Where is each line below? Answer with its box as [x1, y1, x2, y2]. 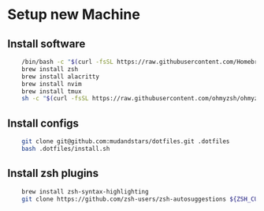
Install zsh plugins [7, 167, 99, 180]
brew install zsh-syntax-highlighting [21, 187, 149, 195]
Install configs [7, 116, 80, 130]
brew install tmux [21, 87, 82, 96]
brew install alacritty [21, 73, 100, 81]
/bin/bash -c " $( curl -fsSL [21, 58, 113, 66]
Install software [7, 37, 86, 51]
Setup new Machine [7, 6, 141, 24]
